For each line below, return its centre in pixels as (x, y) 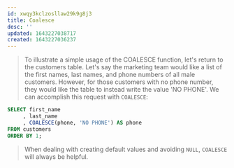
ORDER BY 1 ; (24, 136)
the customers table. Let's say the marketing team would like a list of (123, 67)
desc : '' (20, 27)
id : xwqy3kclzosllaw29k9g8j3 (50, 14)
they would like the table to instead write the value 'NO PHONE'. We (122, 90)
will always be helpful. (56, 156)
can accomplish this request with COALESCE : (86, 97)
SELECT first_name (34, 110)
